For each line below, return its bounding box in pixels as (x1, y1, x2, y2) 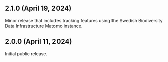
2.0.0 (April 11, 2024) (5, 37, 72, 46)
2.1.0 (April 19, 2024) (5, 4, 72, 13)
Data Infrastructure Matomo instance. (5, 23, 83, 29)
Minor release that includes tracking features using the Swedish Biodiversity (5, 17, 163, 23)
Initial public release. (5, 50, 48, 57)
